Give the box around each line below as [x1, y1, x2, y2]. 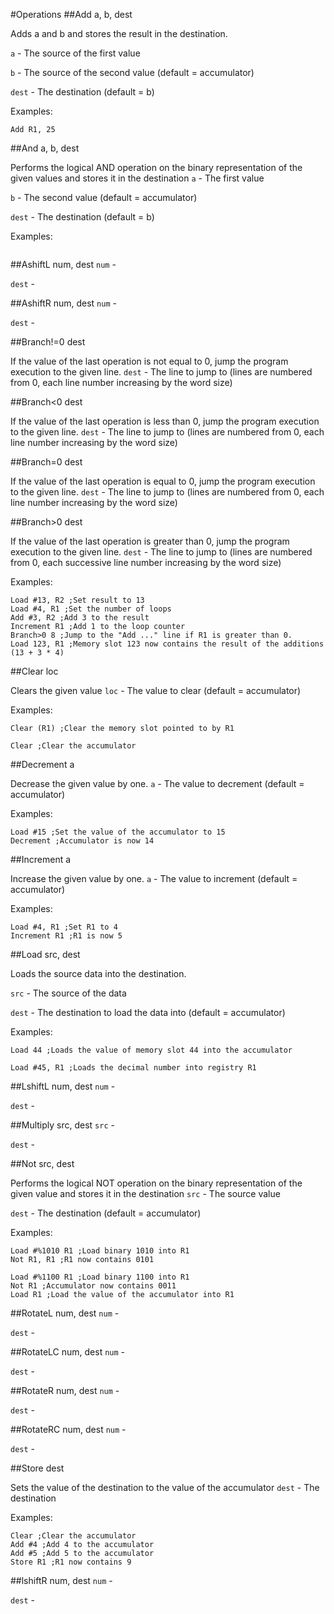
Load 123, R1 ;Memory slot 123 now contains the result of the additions [10, 639, 325, 649]
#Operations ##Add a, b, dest [10, 9, 133, 20]
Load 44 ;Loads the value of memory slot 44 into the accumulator [10, 1045, 293, 1055]
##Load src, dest [10, 949, 81, 960]
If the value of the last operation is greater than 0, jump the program [10, 535, 290, 547]
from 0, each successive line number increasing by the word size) [10, 557, 282, 568]
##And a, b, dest [10, 142, 80, 154]
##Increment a [10, 854, 72, 865]
